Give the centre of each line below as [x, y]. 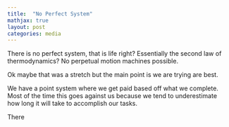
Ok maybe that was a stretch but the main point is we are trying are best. [113, 75]
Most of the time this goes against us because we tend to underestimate [112, 96]
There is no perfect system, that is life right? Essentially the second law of [114, 54]
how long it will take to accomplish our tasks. [72, 104]
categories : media [34, 34]
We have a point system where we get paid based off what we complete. [113, 88]
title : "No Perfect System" [50, 14]
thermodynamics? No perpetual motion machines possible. [93, 61]
